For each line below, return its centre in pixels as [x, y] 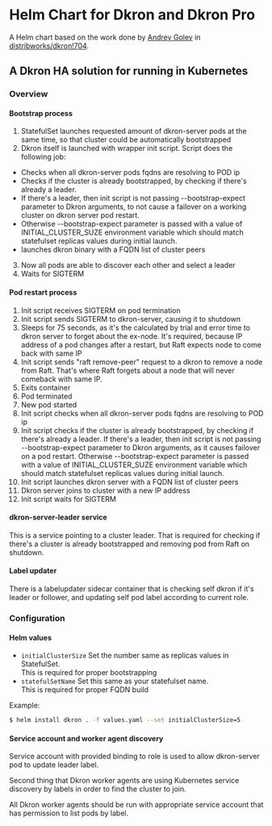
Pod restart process [43, 293]
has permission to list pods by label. [69, 813]
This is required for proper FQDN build [84, 690]
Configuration [37, 618]
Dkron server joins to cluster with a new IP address [105, 490]
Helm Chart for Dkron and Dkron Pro [132, 15]
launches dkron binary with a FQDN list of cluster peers [113, 250]
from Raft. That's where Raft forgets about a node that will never [128, 370]
